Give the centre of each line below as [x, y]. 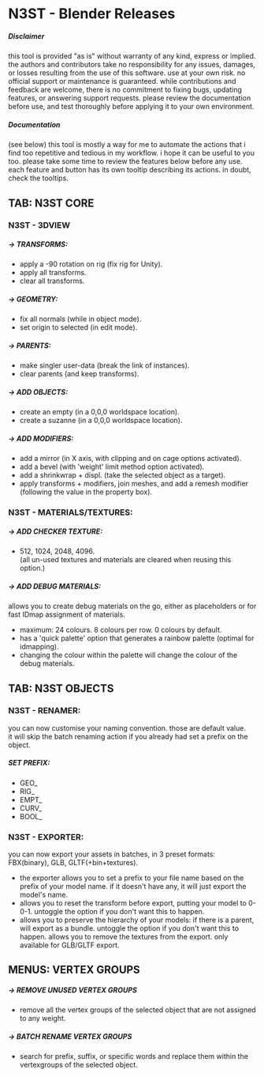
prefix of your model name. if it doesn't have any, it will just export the [133, 886]
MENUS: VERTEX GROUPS [74, 970]
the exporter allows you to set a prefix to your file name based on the [132, 878]
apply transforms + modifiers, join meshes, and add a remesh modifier [134, 484]
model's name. [44, 895]
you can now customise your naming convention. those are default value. [127, 727]
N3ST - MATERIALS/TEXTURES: [71, 512]
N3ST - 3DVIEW [39, 225]
